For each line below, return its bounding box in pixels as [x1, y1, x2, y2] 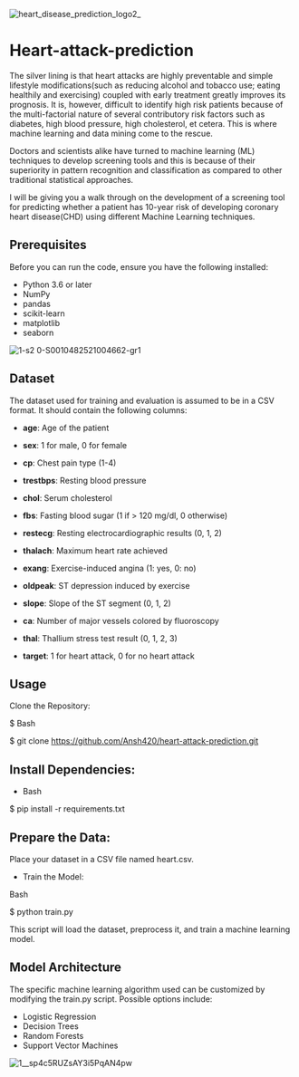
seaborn [22, 327, 54, 338]
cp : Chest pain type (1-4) [22, 457, 117, 468]
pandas [22, 298, 52, 309]
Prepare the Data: [9, 830, 111, 845]
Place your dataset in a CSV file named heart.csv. [9, 854, 195, 864]
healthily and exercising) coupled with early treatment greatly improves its [9, 89, 286, 100]
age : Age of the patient [22, 422, 110, 433]
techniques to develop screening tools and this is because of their [9, 155, 256, 166]
